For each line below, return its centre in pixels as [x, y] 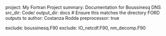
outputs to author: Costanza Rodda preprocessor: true [62, 18]
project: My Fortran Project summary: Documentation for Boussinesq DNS [83, 7]
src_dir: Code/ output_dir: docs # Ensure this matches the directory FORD [82, 13]
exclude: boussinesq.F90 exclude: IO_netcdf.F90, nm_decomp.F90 [76, 28]
